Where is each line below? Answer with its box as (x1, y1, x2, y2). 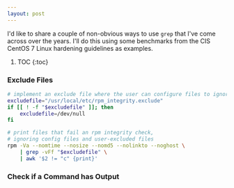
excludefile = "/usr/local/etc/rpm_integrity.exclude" (7, 97, 164, 104)
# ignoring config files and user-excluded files (7, 136, 155, 143)
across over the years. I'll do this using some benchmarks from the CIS (7, 36, 211, 45)
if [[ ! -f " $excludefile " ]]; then (7, 104, 114, 111)
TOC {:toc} (17, 57, 49, 66)
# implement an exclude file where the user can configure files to (7, 91, 210, 97)
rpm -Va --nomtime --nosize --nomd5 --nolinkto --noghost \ (7, 142, 186, 150)
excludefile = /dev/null (19, 110, 86, 117)
